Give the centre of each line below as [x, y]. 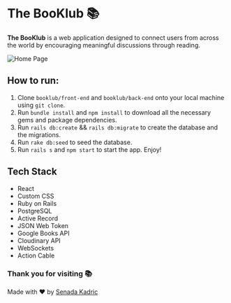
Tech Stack [32, 172]
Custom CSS [36, 196]
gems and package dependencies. [67, 120]
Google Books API [43, 233]
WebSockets [36, 248]
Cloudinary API [39, 240]
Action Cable [36, 255]
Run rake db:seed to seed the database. [75, 142]
